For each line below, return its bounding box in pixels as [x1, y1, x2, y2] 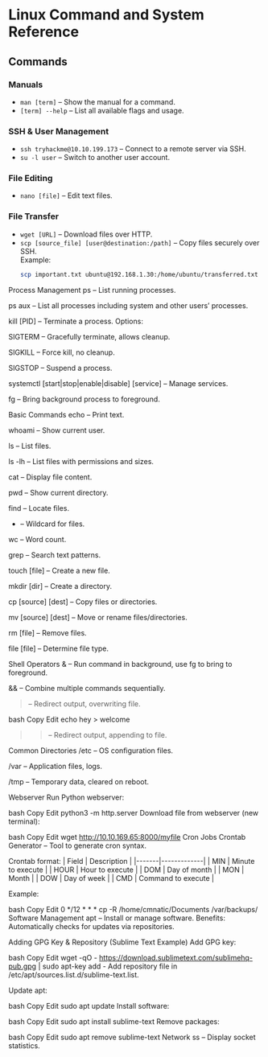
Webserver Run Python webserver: [8, 792, 125, 802]
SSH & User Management [8, 125, 109, 137]
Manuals [8, 79, 43, 90]
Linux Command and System [8, 6, 205, 24]
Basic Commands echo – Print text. [8, 409, 125, 419]
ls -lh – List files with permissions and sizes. [8, 456, 155, 466]
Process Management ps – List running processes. [8, 285, 176, 294]
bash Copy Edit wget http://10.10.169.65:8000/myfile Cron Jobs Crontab [8, 832, 246, 841]
